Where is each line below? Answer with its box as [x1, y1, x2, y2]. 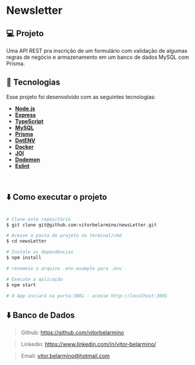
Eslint [14, 162, 30, 169]
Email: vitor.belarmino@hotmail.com [20, 352, 110, 360]
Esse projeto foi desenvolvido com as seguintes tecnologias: [6, 93, 156, 100]
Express [14, 111, 36, 118]
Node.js [14, 104, 35, 112]
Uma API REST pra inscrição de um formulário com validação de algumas [6, 47, 188, 54]
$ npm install [6, 255, 42, 261]
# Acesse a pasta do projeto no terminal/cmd [6, 232, 122, 239]
